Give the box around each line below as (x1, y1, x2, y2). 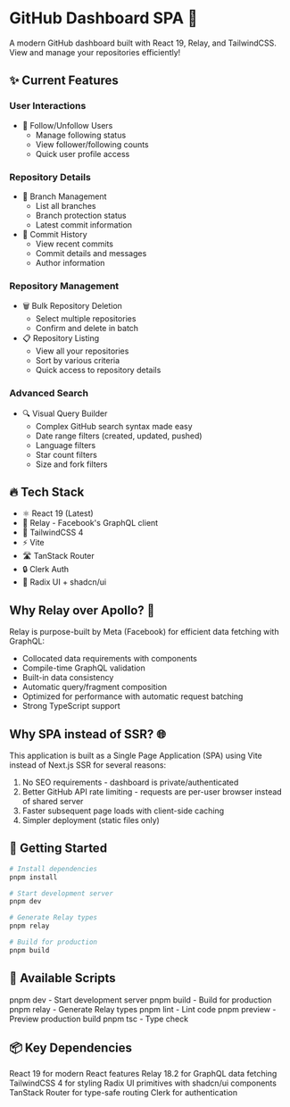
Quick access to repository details (35, 365, 162, 376)
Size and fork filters (35, 459, 108, 470)
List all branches (35, 200, 96, 211)
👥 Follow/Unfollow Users (21, 120, 113, 130)
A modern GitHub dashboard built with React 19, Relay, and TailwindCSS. (9, 37, 277, 48)
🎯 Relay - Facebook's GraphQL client (21, 518, 159, 529)
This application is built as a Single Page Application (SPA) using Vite (9, 750, 263, 761)
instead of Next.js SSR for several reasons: (9, 759, 167, 770)
